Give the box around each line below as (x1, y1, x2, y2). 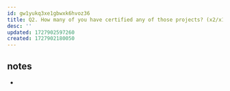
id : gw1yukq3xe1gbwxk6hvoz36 (7, 10, 90, 17)
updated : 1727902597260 (7, 29, 75, 36)
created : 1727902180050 (7, 35, 75, 42)
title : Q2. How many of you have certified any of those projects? (7, 16, 204, 23)
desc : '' (7, 22, 32, 29)
